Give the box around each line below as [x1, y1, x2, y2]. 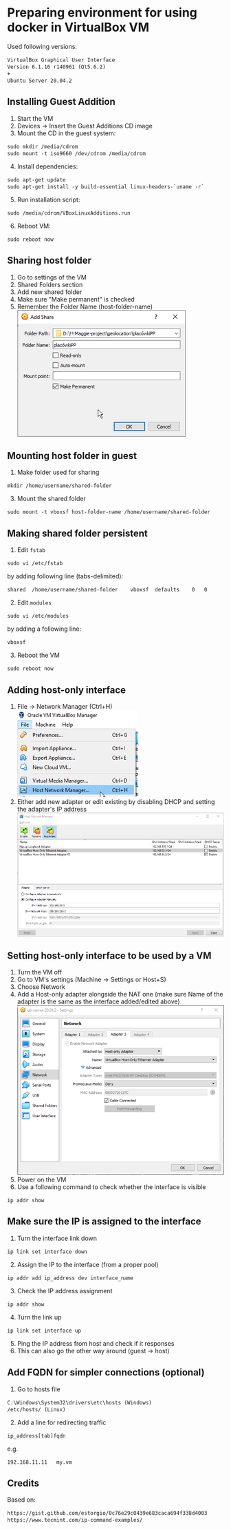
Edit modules [16, 598, 52, 607]
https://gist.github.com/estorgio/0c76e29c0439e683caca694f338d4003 [7, 1510, 208, 1517]
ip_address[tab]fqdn [7, 1432, 67, 1440]
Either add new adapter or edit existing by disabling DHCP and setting [16, 798, 215, 805]
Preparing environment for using [7, 5, 198, 21]
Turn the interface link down [16, 1234, 98, 1242]
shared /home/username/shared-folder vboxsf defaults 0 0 [7, 587, 208, 594]
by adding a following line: [7, 625, 82, 633]
